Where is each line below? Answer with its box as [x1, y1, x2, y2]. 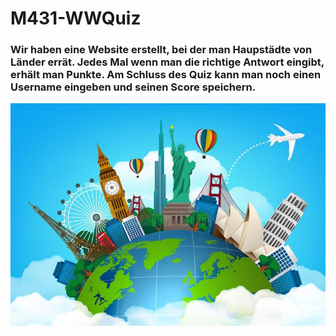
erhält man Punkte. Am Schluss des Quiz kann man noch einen [10, 68, 322, 82]
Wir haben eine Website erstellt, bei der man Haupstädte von [10, 43, 313, 57]
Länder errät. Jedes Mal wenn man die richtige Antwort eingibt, [10, 55, 325, 69]
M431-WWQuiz [10, 7, 142, 30]
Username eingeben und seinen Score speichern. [10, 80, 257, 94]
